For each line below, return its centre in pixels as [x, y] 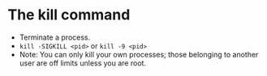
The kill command [69, 15]
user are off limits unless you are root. [83, 63]
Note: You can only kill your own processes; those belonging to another [139, 54]
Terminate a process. [55, 37]
